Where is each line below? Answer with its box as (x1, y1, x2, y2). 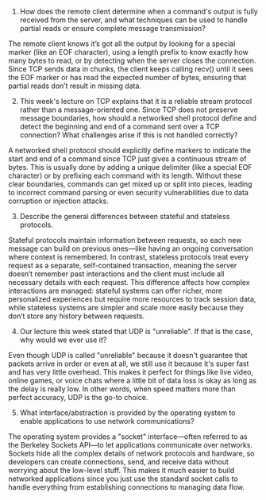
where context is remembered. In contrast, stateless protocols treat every (8, 252, 249, 261)
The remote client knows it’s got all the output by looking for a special (8, 39, 236, 48)
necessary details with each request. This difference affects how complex (8, 278, 250, 287)
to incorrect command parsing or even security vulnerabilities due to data (8, 188, 249, 197)
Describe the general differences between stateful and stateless (19, 212, 230, 221)
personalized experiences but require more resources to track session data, (8, 294, 256, 304)
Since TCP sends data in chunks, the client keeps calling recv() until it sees (8, 64, 254, 74)
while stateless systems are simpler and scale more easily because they (8, 303, 245, 312)
